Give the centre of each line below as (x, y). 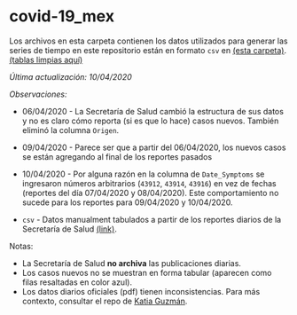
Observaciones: (38, 94)
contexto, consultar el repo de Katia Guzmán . (105, 301)
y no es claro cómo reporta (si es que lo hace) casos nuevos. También (150, 121)
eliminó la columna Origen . (70, 130)
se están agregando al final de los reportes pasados (117, 156)
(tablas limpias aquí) (46, 59)
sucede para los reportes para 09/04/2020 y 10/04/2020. (127, 202)
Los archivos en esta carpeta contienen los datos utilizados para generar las (148, 41)
